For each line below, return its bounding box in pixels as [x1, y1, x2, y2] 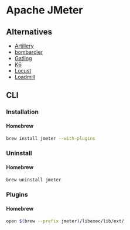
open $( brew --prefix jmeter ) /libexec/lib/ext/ [6, 218, 125, 224]
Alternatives [6, 27, 53, 37]
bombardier [14, 49, 43, 56]
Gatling [14, 55, 32, 61]
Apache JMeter [6, 4, 83, 17]
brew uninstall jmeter [6, 177, 61, 183]
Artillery [14, 42, 34, 49]
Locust [14, 67, 32, 74]
